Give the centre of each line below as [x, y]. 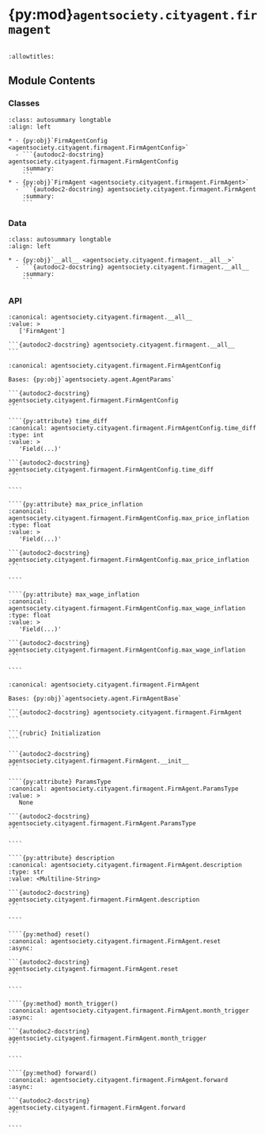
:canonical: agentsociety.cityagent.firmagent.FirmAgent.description [125, 866]
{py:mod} [41, 15]
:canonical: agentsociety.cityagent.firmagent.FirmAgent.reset [115, 942]
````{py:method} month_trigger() [63, 1004]
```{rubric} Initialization [55, 734]
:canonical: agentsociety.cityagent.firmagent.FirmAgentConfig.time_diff [132, 428]
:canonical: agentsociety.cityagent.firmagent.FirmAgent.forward [118, 1080]
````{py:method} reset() [49, 934]
